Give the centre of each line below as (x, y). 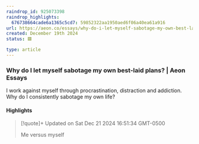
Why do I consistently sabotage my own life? (61, 97)
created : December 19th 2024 (42, 34)
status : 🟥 (19, 39)
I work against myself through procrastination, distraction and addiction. (94, 91)
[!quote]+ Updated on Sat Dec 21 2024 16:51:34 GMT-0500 (93, 123)
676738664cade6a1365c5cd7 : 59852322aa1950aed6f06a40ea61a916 (89, 22)
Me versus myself (42, 135)
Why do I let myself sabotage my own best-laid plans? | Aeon (96, 70)
